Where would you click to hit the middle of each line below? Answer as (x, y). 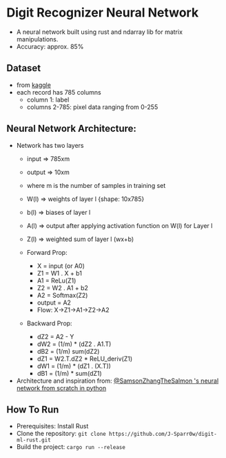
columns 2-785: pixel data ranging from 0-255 (92, 107)
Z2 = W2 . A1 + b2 (63, 287)
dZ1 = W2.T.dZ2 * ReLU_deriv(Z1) (84, 359)
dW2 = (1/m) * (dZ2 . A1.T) (74, 344)
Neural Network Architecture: (72, 129)
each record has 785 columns (59, 92)
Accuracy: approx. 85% (50, 46)
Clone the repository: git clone (61, 434)
